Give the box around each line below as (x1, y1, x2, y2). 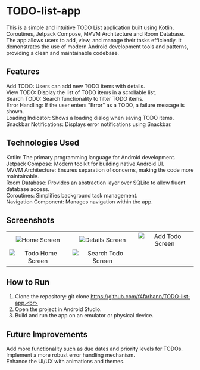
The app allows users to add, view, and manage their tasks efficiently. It (6, 36, 182, 44)
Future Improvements (6, 329, 88, 340)
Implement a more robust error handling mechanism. (6, 351, 135, 359)
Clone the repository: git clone (14, 293, 89, 300)
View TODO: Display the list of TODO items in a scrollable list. (6, 88, 157, 96)
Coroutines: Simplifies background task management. (6, 192, 138, 199)
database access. (6, 185, 49, 192)
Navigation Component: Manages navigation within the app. (6, 198, 153, 205)
